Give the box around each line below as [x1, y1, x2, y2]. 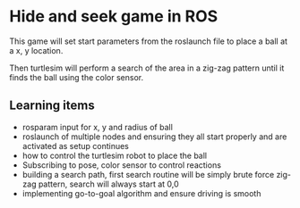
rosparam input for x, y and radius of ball [21, 121, 173, 132]
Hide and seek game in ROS [9, 6, 219, 27]
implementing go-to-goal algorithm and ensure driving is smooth [21, 187, 261, 198]
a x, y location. [9, 45, 64, 55]
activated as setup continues [21, 140, 130, 151]
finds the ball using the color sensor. [9, 71, 144, 82]
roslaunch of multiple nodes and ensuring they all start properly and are [21, 131, 287, 142]
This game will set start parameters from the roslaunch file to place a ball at [9, 36, 288, 46]
